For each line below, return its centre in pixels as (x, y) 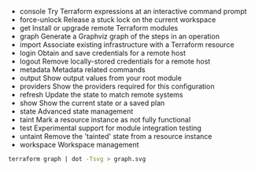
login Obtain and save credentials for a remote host (103, 53)
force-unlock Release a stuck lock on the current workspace (118, 20)
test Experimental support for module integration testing (111, 128)
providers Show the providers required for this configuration (117, 86)
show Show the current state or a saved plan (92, 103)
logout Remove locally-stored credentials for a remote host (115, 61)
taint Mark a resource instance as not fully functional (105, 120)
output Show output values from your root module (101, 78)
